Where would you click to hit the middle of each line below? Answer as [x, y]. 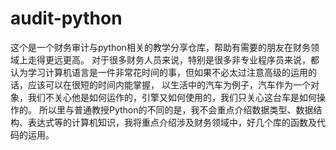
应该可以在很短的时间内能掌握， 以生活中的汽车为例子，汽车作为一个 [169, 84]
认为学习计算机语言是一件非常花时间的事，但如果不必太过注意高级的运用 [159, 72]
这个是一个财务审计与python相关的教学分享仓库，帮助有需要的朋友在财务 [160, 47]
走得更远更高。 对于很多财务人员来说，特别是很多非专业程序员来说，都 [173, 59]
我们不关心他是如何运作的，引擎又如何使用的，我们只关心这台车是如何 [172, 97]
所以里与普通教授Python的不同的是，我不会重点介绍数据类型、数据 [176, 109]
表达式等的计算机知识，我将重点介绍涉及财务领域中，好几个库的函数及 [172, 122]
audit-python [66, 18]
